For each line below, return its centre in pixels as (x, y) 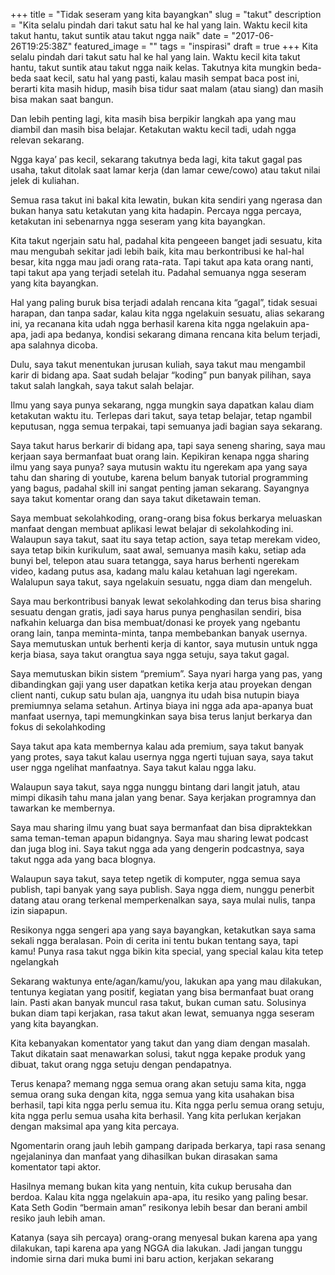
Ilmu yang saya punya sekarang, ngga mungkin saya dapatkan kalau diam (162, 405)
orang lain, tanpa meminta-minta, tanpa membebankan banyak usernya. (159, 633)
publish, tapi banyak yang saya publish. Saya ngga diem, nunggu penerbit (162, 889)
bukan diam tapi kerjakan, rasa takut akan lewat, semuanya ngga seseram (162, 1013)
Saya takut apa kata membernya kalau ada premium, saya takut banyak (157, 746)
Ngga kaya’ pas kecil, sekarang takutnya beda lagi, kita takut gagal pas (156, 159)
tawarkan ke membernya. (63, 808)
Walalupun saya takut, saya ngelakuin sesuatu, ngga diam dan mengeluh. (161, 582)
